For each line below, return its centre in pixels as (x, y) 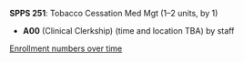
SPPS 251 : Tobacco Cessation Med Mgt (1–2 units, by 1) (114, 13)
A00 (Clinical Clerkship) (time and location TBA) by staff (128, 31)
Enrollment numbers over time (66, 48)
